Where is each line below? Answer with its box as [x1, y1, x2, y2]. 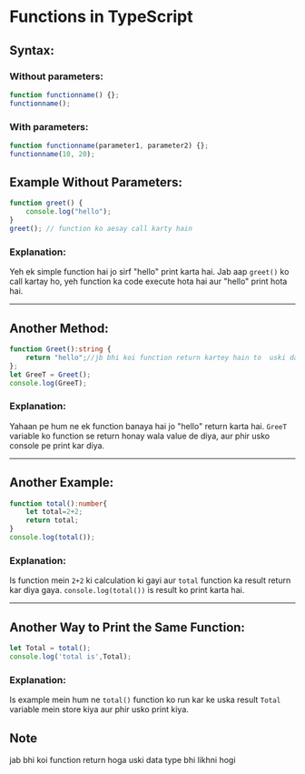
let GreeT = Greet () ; [9, 370, 92, 379]
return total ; [25, 516, 79, 525]
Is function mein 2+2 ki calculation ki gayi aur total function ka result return [9, 575, 291, 586]
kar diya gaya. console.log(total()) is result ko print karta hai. [9, 585, 245, 596]
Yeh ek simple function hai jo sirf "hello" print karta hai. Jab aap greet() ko [9, 266, 290, 277]
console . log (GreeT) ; [9, 378, 88, 387]
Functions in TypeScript [9, 6, 193, 27]
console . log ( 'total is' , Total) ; [9, 652, 132, 661]
